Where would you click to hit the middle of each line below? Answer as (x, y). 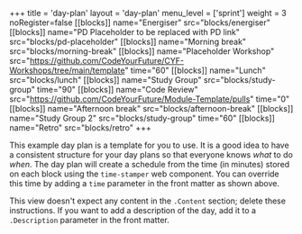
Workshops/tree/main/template (67, 70)
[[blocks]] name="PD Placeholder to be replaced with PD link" (125, 32)
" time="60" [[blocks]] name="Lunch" (195, 70)
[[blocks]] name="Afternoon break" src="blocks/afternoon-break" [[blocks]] (151, 108)
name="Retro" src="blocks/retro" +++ (80, 128)
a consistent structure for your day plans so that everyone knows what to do (151, 155)
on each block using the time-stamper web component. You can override (144, 174)
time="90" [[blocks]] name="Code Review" (118, 90)
